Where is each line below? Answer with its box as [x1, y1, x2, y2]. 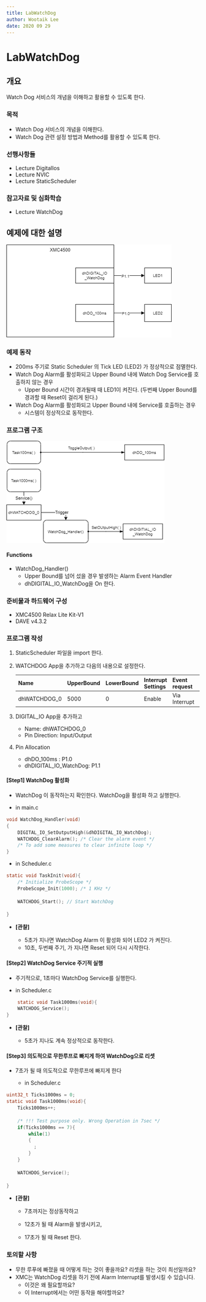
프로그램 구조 [6, 426, 43, 434]
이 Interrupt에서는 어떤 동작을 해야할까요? [24, 1288, 124, 1296]
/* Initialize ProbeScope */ [17, 879, 92, 885]
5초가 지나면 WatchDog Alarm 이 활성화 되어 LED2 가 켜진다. [24, 936, 172, 944]
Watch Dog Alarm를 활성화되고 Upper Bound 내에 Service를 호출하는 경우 [15, 401, 196, 409]
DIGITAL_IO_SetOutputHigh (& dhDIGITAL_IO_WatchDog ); [17, 829, 152, 836]
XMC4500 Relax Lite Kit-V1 [15, 611, 84, 619]
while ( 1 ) [28, 1131, 51, 1137]
